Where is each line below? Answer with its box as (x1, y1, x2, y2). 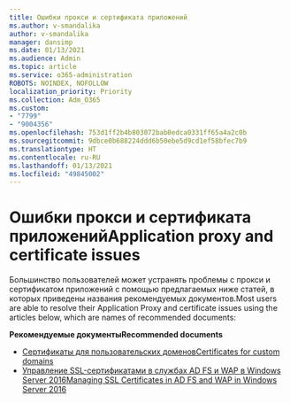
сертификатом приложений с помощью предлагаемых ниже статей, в (9, 284, 275, 295)
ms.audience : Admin (9, 54, 81, 63)
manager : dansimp (9, 37, 73, 47)
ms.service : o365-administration (9, 71, 133, 80)
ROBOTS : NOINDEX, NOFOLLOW (9, 79, 109, 88)
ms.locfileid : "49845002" (9, 169, 104, 178)
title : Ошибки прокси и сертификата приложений (9, 12, 188, 22)
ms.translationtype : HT (9, 144, 97, 153)
